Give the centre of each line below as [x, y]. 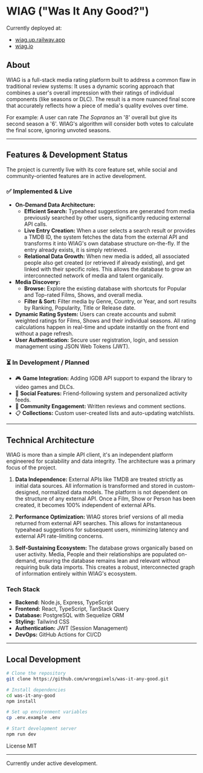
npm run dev [21, 734]
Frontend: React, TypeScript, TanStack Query [72, 609]
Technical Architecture [50, 440]
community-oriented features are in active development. [76, 176]
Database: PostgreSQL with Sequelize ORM [70, 615]
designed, [27, 492]
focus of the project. [32, 467]
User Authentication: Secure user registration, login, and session [97, 340]
